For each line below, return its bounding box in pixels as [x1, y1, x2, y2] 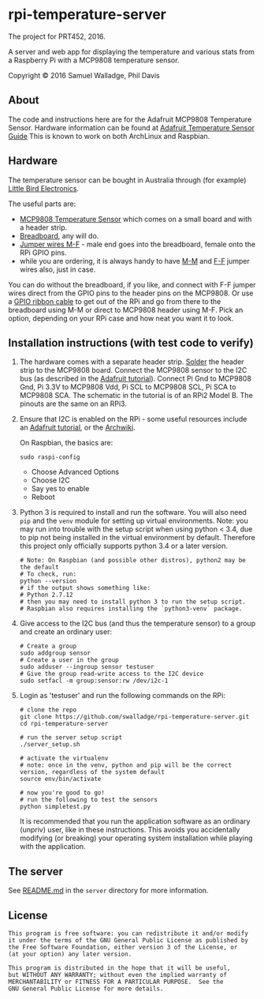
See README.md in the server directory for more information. [8, 886, 209, 896]
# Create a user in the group [19, 656, 120, 664]
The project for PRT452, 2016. [8, 32, 106, 41]
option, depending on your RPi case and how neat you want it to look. [8, 314, 234, 323]
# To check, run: [19, 570, 77, 578]
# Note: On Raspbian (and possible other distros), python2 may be [19, 557, 246, 565]
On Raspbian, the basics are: [19, 438, 113, 448]
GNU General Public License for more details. [8, 985, 164, 993]
